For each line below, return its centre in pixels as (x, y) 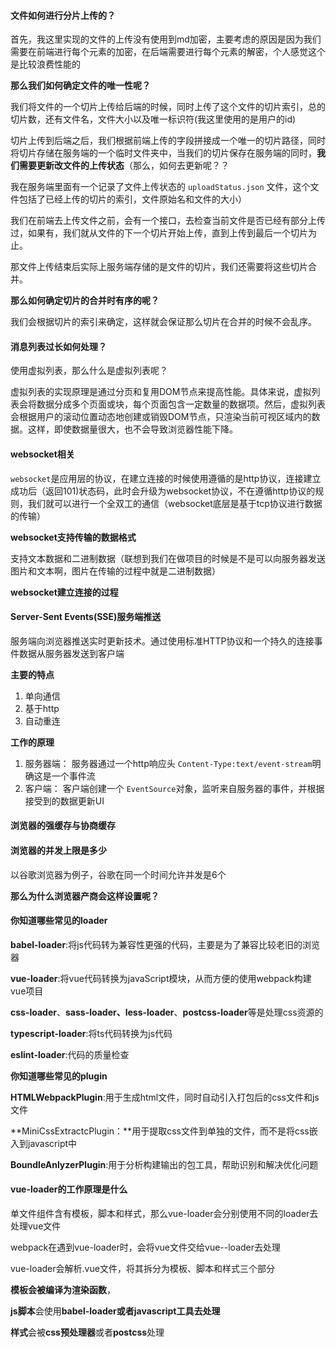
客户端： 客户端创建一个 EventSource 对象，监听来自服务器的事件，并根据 (174, 788)
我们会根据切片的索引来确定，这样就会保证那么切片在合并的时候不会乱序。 (163, 322)
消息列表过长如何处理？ (58, 346)
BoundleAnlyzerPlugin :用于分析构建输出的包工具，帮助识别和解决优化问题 (164, 1164)
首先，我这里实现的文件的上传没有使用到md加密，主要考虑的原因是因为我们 (166, 39)
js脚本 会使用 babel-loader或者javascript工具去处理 (115, 1311)
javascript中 (52, 1143)
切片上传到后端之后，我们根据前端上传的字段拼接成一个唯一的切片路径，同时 (168, 141)
